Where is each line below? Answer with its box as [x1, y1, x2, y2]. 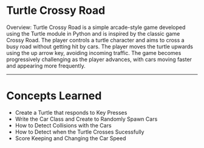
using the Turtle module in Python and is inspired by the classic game [6, 30, 180, 37]
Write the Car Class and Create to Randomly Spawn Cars [15, 115, 158, 123]
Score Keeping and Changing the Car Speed [15, 134, 126, 142]
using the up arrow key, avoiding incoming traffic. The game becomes [6, 49, 182, 56]
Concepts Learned [6, 89, 102, 103]
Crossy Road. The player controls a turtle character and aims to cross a [6, 36, 185, 43]
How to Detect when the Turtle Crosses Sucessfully [15, 128, 144, 135]
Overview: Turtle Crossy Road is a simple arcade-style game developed [6, 24, 186, 31]
